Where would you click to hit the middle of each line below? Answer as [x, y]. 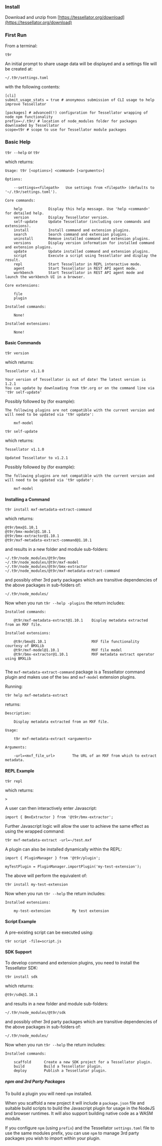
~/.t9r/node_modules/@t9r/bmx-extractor [46, 567]
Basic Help [18, 142]
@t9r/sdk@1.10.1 [21, 994]
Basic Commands [23, 343]
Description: [18, 713]
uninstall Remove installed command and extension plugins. [82, 239]
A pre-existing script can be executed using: [49, 932]
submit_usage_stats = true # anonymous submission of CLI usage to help [80, 100]
